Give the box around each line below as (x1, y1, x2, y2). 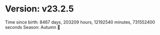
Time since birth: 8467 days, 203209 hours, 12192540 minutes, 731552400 (5, 19, 155, 25)
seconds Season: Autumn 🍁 (5, 24, 61, 30)
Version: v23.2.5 (5, 3, 74, 14)
